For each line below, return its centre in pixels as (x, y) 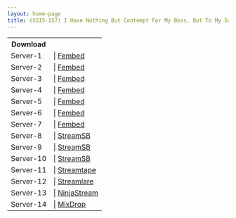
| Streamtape (75, 169)
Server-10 (29, 158)
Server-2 (26, 67)
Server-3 (26, 78)
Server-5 (26, 101)
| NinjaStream (76, 193)
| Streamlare (74, 181)
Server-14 (29, 204)
